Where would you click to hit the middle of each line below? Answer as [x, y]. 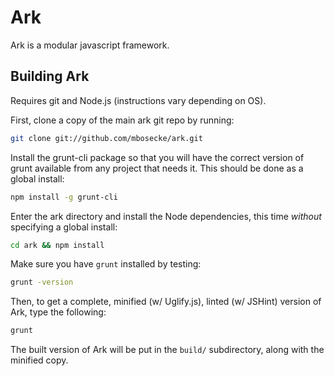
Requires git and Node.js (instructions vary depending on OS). [138, 100]
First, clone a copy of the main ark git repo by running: [122, 120]
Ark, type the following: [58, 312]
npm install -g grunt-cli [64, 197]
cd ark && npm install [57, 245]
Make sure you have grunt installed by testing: [106, 264]
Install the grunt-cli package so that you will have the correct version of [157, 157]
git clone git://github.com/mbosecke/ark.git [106, 138]
